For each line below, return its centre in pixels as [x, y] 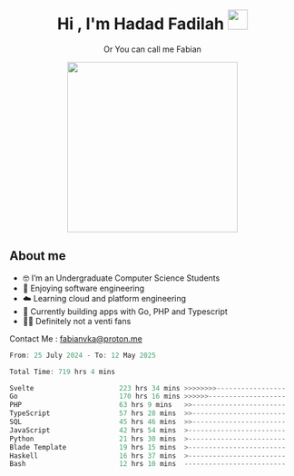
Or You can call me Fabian [152, 49]
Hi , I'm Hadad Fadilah [141, 24]
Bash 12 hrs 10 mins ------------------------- [147, 464]
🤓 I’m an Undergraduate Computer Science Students [121, 278]
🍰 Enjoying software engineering [83, 288]
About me [38, 256]
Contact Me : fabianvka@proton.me [76, 338]
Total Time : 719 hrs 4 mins [63, 372]
